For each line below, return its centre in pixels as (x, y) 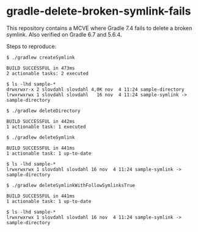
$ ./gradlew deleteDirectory (43, 111)
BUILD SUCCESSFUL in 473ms (41, 68)
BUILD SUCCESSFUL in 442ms (41, 121)
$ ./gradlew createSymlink (41, 57)
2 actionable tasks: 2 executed (47, 73)
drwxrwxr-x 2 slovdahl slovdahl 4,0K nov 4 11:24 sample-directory (95, 90)
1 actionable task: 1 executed (46, 127)
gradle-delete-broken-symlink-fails (99, 11)
